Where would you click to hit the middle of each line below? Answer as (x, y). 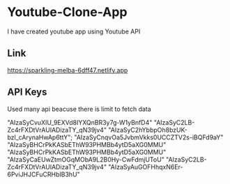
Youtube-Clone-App (67, 12)
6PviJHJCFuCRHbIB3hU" (44, 174)
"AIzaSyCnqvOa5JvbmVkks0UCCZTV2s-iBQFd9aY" (149, 137)
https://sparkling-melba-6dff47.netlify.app (68, 70)
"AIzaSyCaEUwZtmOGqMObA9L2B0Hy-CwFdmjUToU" (86, 159)
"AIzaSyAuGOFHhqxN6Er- (145, 167)
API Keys (27, 92)
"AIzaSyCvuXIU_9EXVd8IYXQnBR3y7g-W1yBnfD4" (80, 122)
